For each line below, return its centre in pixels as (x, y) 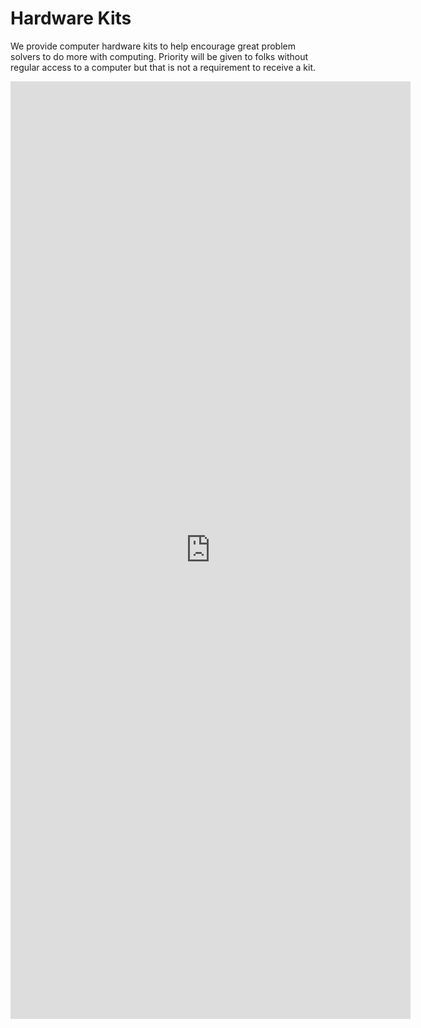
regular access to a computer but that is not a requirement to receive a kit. (163, 67)
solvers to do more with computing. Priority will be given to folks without (159, 56)
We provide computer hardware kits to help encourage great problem (153, 46)
